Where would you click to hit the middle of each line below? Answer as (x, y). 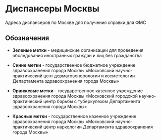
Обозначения (27, 38)
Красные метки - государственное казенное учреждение (74, 116)
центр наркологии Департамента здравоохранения (98, 127)
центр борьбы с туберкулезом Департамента (92, 101)
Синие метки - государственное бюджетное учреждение (74, 65)
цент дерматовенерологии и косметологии (89, 76)
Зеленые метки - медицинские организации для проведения (78, 50)
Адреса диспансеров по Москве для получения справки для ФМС (76, 22)
